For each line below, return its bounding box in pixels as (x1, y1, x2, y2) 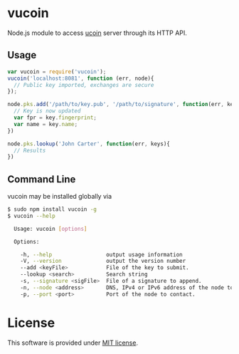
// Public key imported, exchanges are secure (14, 81, 154, 88)
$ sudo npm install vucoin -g (7, 206, 97, 213)
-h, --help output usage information (20, 251, 183, 258)
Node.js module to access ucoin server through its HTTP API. (7, 28, 187, 37)
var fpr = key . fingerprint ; (14, 114, 97, 121)
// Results (14, 147, 46, 154)
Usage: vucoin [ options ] (14, 225, 87, 232)
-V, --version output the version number (20, 258, 186, 265)
